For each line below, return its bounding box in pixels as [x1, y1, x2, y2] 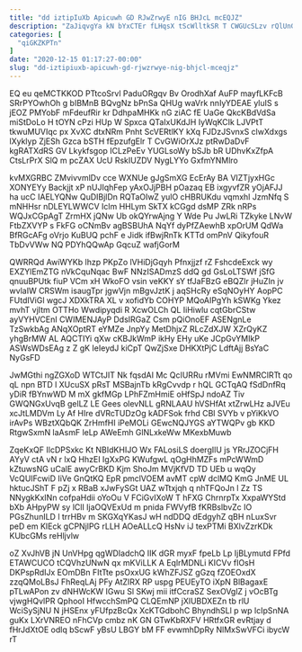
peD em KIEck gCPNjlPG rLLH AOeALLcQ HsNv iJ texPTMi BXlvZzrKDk [9, 521, 273, 531]
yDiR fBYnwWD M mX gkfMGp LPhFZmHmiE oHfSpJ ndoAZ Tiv [9, 389, 245, 399]
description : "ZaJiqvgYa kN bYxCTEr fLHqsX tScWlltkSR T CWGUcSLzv [9, 22, 268, 31]
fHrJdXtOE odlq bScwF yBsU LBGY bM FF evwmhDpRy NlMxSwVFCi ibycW [9, 624, 290, 635]
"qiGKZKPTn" [17, 38, 63, 48]
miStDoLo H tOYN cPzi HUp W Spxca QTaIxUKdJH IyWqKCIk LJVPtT [9, 116, 263, 127]
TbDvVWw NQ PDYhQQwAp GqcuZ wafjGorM [9, 239, 180, 250]
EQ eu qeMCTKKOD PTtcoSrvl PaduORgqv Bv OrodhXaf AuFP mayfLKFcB [9, 87, 283, 99]
